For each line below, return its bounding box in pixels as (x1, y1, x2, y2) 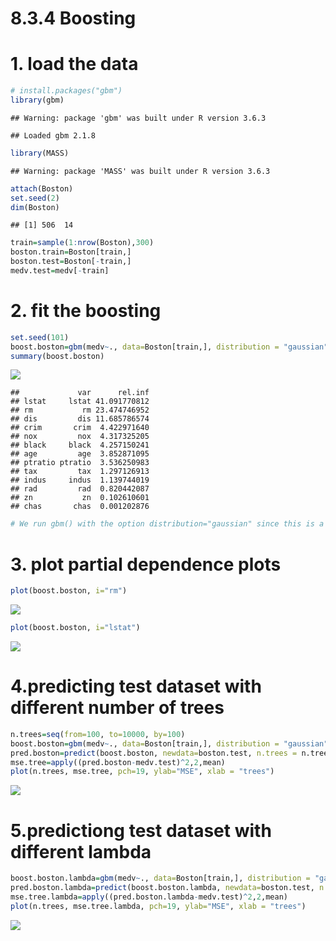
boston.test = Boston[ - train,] (10, 257, 132, 267)
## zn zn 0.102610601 (10, 493, 150, 503)
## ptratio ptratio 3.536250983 (10, 458, 150, 468)
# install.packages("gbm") (10, 86, 123, 96)
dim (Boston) (10, 202, 60, 212)
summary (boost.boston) (10, 351, 105, 361)
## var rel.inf (10, 388, 150, 398)
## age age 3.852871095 (10, 449, 150, 459)
